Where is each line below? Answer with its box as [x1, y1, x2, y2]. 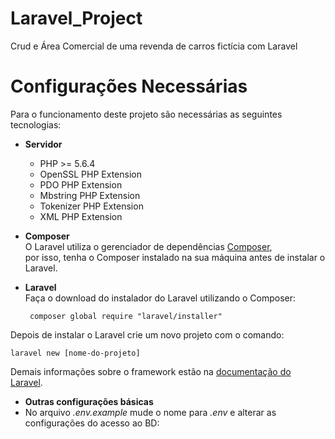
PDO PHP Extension [39, 178, 123, 191]
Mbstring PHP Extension [39, 189, 141, 201]
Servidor [24, 138, 63, 150]
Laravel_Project [10, 7, 143, 30]
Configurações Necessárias [10, 75, 248, 98]
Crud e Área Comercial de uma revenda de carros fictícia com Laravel [10, 40, 298, 52]
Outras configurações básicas [24, 395, 154, 407]
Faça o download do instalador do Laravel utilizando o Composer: [24, 292, 297, 304]
